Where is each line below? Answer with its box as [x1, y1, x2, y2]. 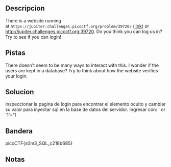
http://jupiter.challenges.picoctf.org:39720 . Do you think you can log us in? [5, 28, 162, 35]
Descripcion [5, 4, 45, 13]
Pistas [5, 48, 26, 58]
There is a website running [5, 17, 61, 23]
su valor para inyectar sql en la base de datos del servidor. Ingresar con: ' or [5, 106, 166, 113]
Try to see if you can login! [5, 34, 61, 40]
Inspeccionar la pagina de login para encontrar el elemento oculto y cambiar [5, 101, 166, 107]
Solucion [5, 88, 34, 96]
